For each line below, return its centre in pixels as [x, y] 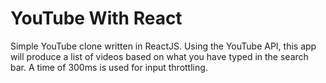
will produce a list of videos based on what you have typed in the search [159, 56]
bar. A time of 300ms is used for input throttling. [109, 67]
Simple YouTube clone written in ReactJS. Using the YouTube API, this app [163, 46]
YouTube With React [96, 18]
